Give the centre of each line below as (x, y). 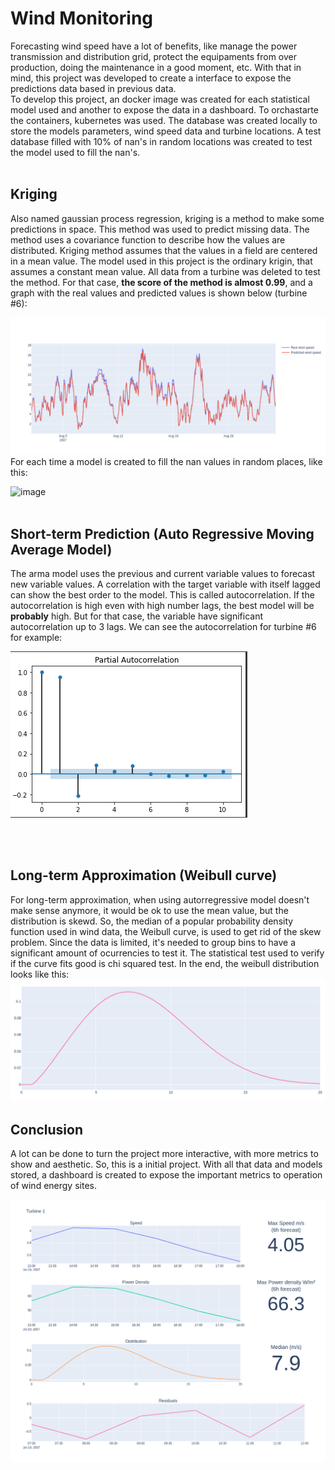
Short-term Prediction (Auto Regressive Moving (162, 533)
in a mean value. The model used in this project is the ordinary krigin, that (161, 261)
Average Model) (61, 549)
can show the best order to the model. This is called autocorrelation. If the (162, 595)
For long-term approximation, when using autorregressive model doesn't (160, 899)
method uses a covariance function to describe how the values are (148, 239)
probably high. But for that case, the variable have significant (137, 616)
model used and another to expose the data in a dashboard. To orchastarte (164, 109)
